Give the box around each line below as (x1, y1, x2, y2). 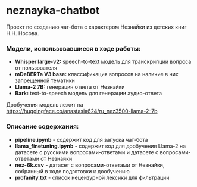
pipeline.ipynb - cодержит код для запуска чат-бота (14, 136, 148, 143)
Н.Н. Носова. (6, 29, 39, 36)
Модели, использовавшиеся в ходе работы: (6, 44, 141, 52)
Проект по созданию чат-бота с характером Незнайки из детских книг (6, 23, 187, 30)
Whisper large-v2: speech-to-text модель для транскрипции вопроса (14, 58, 192, 66)
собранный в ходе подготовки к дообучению (14, 167, 130, 174)
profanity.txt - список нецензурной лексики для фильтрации (14, 174, 170, 181)
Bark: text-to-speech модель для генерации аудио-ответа (14, 90, 162, 97)
